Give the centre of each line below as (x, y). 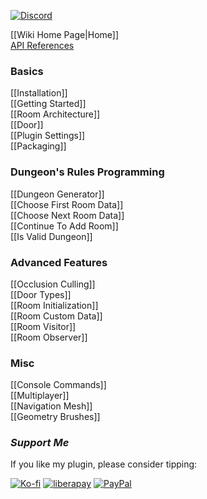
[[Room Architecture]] (55, 114)
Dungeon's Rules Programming (87, 172)
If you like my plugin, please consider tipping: (104, 464)
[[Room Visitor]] (43, 326)
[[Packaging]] (38, 146)
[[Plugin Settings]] (48, 136)
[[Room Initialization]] (54, 305)
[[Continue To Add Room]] (64, 226)
